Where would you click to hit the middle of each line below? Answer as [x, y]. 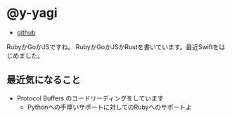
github [26, 32]
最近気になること [44, 80]
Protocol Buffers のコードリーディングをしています [90, 98]
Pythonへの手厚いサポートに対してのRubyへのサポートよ [110, 107]
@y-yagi [32, 13]
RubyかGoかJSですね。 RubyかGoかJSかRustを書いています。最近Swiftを [113, 46]
